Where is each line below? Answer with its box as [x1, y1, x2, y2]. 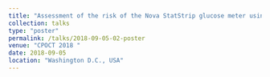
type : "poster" [8, 26, 59, 34]
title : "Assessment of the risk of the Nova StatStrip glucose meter [8, 11, 247, 20]
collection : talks [8, 19, 70, 27]
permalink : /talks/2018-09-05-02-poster [8, 34, 146, 43]
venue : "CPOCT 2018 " [8, 42, 81, 50]
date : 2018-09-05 [8, 49, 67, 57]
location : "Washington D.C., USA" [8, 57, 125, 65]
